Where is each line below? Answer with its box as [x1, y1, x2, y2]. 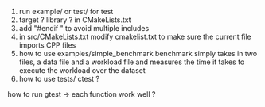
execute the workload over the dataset [18, 66, 146, 75]
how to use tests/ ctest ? [18, 75, 100, 83]
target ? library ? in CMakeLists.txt [18, 15, 132, 25]
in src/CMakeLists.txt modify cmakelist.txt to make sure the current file [18, 32, 251, 41]
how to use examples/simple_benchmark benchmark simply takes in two [18, 49, 258, 58]
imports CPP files [18, 40, 76, 50]
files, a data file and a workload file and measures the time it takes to [18, 57, 245, 67]
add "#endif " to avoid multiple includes [18, 24, 150, 32]
